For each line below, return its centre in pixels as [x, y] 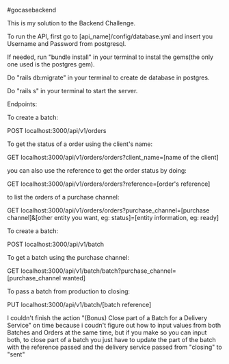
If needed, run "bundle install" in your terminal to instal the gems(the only [110, 57]
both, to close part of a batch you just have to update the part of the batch [112, 340]
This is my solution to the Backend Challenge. [71, 23]
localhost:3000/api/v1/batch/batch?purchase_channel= [98, 271]
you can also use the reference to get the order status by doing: [97, 170]
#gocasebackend [32, 10]
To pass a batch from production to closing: [69, 291]
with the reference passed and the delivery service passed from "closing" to [114, 347]
